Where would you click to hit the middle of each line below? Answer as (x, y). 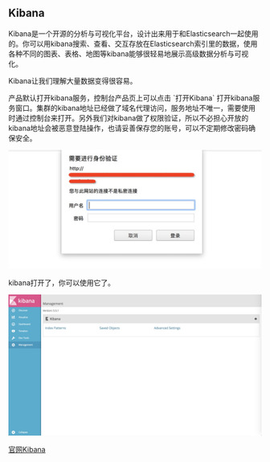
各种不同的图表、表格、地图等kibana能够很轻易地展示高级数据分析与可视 (129, 53)
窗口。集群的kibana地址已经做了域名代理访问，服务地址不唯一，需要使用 (135, 108)
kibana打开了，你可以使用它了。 (61, 283)
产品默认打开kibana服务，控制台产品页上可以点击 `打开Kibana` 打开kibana (131, 98)
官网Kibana (27, 449)
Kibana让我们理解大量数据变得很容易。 (73, 80)
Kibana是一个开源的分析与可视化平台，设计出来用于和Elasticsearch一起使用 (133, 33)
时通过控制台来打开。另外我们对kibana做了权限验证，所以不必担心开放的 (129, 118)
